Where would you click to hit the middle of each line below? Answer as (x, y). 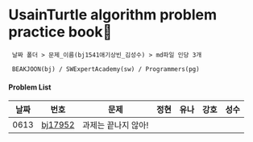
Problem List (30, 87)
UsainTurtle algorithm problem (113, 15)
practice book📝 (60, 32)
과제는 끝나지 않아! (116, 125)
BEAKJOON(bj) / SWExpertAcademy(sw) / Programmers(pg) (106, 69)
